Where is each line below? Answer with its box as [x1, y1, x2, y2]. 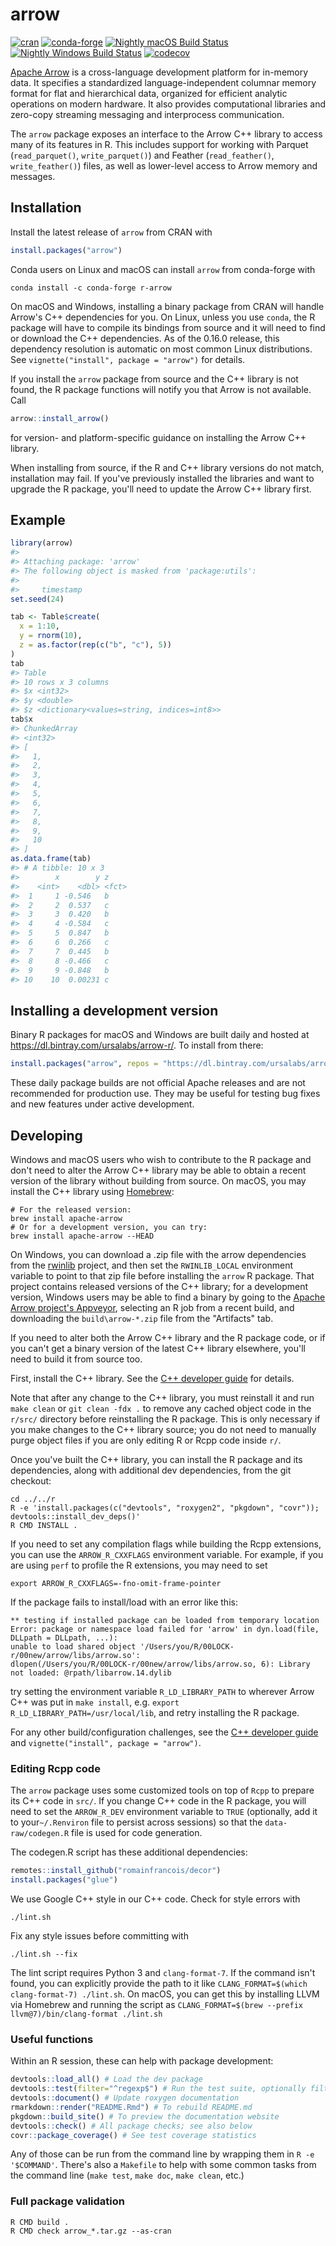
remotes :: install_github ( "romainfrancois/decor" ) [10, 1866, 222, 1876]
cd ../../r [10, 1494, 56, 1504]
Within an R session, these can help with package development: [10, 2055, 274, 2067]
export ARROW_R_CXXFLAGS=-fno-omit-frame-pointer [10, 1578, 222, 1588]
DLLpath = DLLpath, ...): [10, 1633, 118, 1643]
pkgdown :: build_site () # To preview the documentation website [10, 2111, 280, 2122]
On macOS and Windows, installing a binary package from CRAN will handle [10, 300, 325, 312]
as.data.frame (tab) [10, 854, 92, 864]
